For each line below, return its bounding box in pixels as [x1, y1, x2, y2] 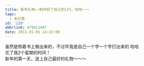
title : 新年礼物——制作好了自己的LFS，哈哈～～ [5, 7, 90, 12]
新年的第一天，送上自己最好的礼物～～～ [5, 56, 86, 61]
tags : [5, 12, 16, 16]
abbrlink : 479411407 [5, 25, 47, 30]
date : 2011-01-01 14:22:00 [5, 30, 60, 34]
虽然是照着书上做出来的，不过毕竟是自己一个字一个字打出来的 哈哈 [5, 44, 139, 49]
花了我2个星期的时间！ [5, 49, 51, 55]
